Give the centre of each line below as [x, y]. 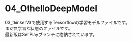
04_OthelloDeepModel [51, 8]
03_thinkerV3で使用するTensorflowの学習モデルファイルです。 [67, 22]
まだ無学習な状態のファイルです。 [39, 28]
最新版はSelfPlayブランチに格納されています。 [51, 34]
